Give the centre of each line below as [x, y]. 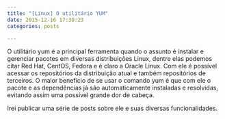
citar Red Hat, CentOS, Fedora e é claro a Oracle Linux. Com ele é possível [112, 66]
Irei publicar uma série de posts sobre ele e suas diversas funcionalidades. [112, 108]
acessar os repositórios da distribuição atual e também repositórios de [107, 73]
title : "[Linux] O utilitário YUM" [58, 13]
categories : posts [33, 26]
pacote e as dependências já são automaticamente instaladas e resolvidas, [113, 88]
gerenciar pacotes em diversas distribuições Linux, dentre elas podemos [110, 59]
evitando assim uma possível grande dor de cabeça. [81, 95]
